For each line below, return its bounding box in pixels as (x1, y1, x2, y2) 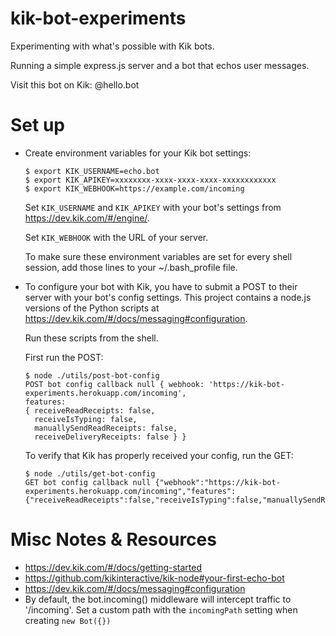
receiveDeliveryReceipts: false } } (34, 432, 187, 442)
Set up (10, 114, 65, 137)
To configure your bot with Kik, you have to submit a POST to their (24, 280, 298, 292)
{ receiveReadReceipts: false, (24, 405, 156, 416)
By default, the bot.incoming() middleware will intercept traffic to (24, 593, 292, 605)
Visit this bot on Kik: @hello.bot (10, 78, 140, 91)
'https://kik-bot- (208, 379, 286, 389)
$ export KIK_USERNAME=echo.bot (24, 166, 160, 176)
